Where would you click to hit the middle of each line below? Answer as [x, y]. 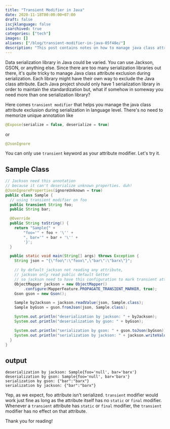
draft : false [19, 19]
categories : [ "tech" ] [28, 34]
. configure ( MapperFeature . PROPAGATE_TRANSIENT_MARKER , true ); [90, 289]
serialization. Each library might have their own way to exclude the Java [80, 78]
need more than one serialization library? [48, 95]
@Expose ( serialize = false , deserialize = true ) [57, 125]
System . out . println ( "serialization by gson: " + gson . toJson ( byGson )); [91, 330]
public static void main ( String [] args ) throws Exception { [74, 256]
